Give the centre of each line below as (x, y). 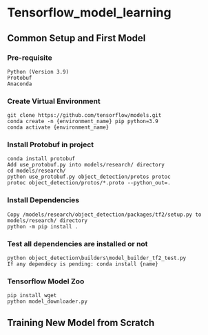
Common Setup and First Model (76, 38)
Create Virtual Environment (54, 101)
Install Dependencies (43, 200)
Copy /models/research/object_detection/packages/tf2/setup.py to (104, 215)
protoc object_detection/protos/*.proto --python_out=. (89, 183)
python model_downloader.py (48, 302)
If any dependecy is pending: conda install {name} (83, 264)
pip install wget (32, 296)
